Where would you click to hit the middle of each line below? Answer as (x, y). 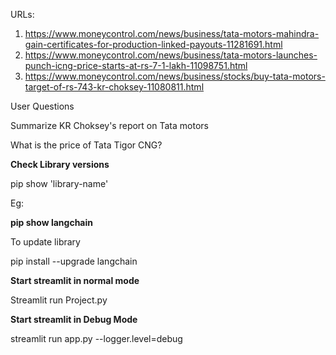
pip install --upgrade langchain (74, 261)
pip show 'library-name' (59, 183)
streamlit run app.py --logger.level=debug (96, 338)
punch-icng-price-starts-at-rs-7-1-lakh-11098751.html (136, 65)
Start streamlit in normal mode (75, 280)
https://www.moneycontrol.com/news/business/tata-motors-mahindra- (172, 33)
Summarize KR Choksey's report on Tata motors (109, 125)
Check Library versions (60, 164)
